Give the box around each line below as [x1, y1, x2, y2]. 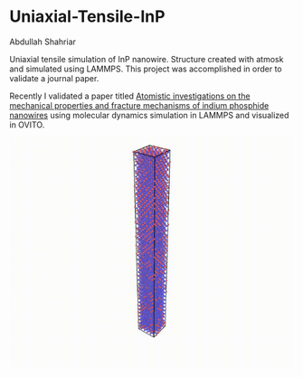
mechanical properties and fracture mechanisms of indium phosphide [9, 99, 270, 110]
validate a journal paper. [9, 72, 99, 83]
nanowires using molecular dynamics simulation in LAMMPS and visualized [9, 109, 289, 120]
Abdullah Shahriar [9, 36, 77, 47]
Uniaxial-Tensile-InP [9, 6, 166, 27]
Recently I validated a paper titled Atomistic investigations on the [9, 90, 251, 101]
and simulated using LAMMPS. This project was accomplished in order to [9, 63, 282, 74]
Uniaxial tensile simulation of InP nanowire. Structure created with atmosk [9, 53, 284, 64]
